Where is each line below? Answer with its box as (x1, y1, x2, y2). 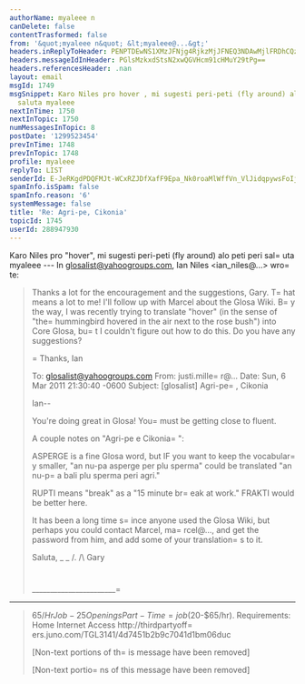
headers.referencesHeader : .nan (9, 65, 132, 74)
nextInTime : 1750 (9, 106, 75, 116)
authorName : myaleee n (9, 13, 95, 23)
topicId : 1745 (9, 216, 64, 226)
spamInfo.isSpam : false (9, 183, 100, 192)
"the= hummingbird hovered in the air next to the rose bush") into (31, 316, 277, 327)
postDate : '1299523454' (9, 132, 100, 141)
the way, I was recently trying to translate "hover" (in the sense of (31, 306, 278, 317)
